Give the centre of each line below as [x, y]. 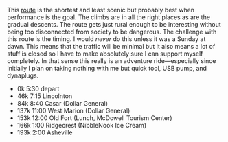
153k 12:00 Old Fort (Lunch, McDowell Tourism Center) [95, 118]
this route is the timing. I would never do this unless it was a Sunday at [106, 39]
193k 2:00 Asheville [45, 132]
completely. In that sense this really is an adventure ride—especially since [112, 61]
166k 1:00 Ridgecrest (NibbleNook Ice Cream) [81, 125]
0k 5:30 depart [38, 89]
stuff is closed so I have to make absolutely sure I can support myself [105, 54]
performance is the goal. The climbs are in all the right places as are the [109, 17]
